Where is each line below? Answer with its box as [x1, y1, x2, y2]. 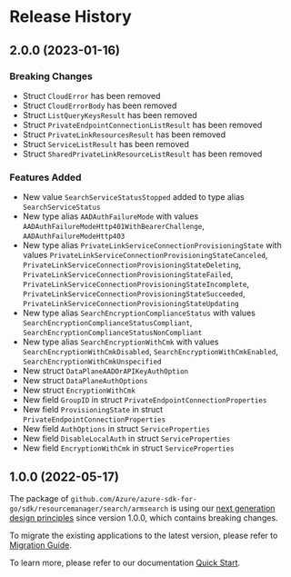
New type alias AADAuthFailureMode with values [22, 211, 199, 222]
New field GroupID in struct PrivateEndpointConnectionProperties [22, 394, 267, 405]
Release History [9, 6, 132, 27]
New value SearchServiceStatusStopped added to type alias [22, 192, 245, 203]
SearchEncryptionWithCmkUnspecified [22, 357, 162, 367]
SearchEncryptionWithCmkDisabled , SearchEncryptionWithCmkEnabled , [22, 346, 279, 357]
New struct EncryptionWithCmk [22, 384, 136, 396]
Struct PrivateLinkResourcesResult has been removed [22, 129, 226, 140]
